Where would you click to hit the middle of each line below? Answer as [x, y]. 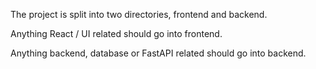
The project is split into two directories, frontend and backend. [139, 14]
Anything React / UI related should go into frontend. [116, 33]
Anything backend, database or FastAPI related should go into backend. [158, 53]
